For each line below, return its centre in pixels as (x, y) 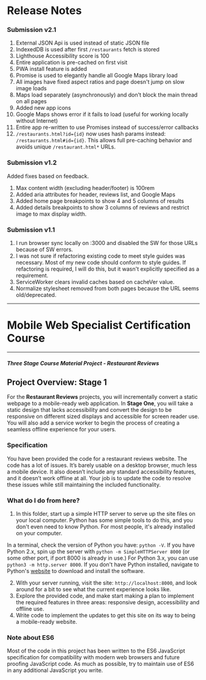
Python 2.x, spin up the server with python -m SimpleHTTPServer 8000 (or (98, 552)
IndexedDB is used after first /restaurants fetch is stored (87, 49)
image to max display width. (51, 214)
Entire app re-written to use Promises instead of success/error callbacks (107, 127)
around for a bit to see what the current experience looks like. (94, 590)
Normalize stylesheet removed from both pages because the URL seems (107, 288)
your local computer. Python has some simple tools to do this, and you (104, 521)
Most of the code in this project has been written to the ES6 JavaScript (96, 651)
